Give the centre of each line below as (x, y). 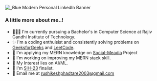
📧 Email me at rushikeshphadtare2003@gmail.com (63, 73)
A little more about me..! (34, 20)
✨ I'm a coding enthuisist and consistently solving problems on (76, 42)
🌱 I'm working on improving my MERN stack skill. (61, 58)
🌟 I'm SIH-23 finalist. (33, 68)
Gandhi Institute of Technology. (44, 37)
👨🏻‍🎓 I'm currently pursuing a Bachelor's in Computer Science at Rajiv (82, 32)
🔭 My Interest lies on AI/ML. (40, 63)
